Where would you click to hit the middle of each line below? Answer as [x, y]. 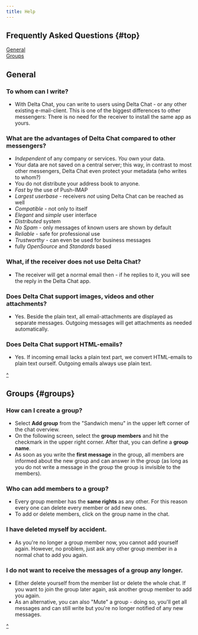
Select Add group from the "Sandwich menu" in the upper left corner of [102, 423]
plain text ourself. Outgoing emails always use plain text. [83, 363]
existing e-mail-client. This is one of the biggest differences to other [98, 110]
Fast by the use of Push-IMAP [51, 190]
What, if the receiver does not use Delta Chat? [74, 262]
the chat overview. [37, 429]
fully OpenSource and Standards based [63, 246]
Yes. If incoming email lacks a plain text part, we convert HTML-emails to [103, 357]
